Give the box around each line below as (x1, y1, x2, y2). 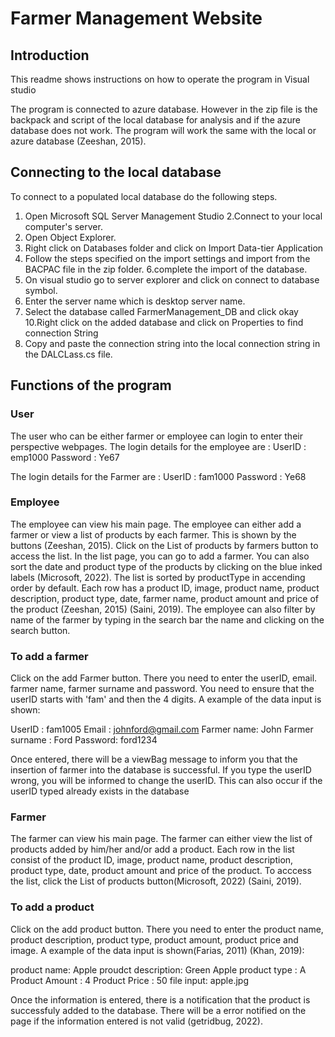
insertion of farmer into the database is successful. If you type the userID (10, 764, 312, 776)
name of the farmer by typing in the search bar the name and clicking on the (10, 613, 325, 626)
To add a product (10, 900, 95, 914)
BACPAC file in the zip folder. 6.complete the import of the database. (24, 263, 308, 275)
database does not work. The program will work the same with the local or (10, 125, 317, 136)
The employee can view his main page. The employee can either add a (10, 518, 302, 530)
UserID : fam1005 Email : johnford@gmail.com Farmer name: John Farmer (10, 723, 314, 736)
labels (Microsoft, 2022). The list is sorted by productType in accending (10, 571, 306, 583)
